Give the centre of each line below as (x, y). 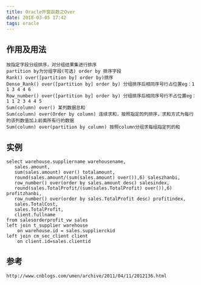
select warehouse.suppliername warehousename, (66, 162)
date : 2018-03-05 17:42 (36, 18)
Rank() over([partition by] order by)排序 (60, 78)
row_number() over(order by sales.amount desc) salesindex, (92, 183)
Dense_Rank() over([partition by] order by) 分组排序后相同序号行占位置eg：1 (101, 84)
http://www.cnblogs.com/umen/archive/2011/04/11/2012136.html (87, 276)
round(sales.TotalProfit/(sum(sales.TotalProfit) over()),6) (93, 188)
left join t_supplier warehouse (47, 225)
